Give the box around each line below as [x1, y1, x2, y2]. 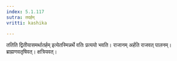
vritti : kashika [6, 20, 47, 26]
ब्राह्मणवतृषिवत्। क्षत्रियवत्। [6, 48, 57, 56]
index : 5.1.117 [6, 8, 45, 15]
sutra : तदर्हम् [6, 14, 35, 20]
